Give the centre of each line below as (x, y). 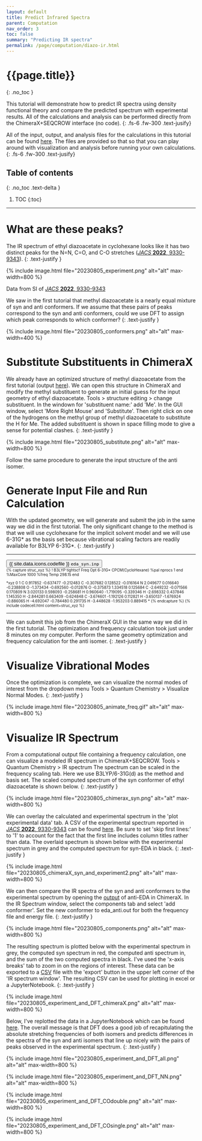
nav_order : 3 (23, 29)
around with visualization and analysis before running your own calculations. (101, 147)
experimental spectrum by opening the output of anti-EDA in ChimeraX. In (98, 898)
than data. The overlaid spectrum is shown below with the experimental (95, 842)
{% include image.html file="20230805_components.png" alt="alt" (89, 928)
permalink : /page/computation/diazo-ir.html (63, 46)
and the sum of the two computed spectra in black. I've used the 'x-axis (95, 959)
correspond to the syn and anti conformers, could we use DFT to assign (95, 313)
